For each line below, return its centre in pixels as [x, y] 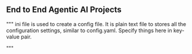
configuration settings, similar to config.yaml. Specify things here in [89, 30]
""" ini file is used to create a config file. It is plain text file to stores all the [96, 24]
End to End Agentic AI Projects [64, 10]
